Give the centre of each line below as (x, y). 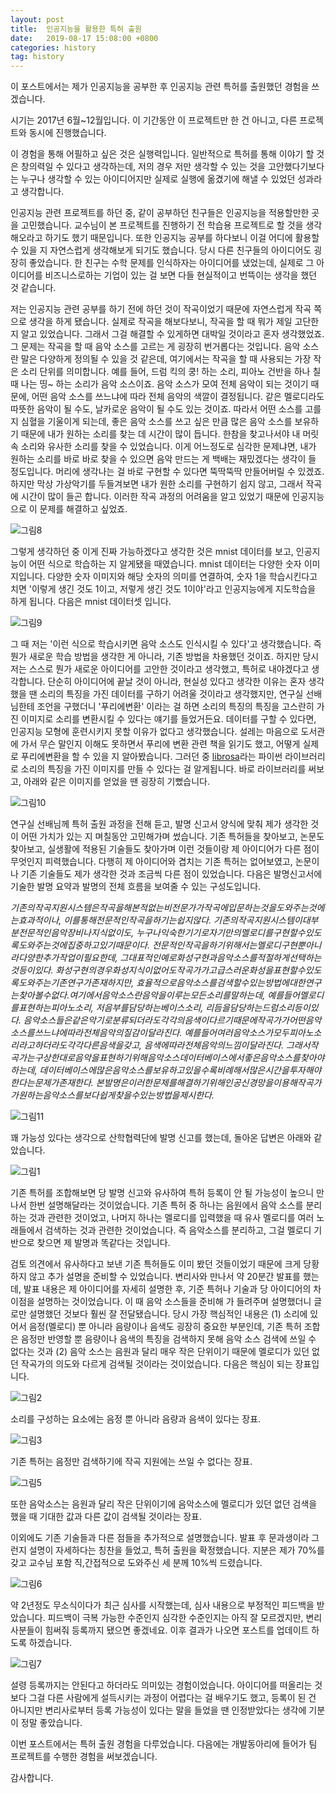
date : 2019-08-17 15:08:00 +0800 (84, 38)
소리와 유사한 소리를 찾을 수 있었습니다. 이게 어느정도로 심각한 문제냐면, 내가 (168, 447)
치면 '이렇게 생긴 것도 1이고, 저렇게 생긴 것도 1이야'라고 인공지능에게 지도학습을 (163, 589)
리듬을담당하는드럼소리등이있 (262, 1008)
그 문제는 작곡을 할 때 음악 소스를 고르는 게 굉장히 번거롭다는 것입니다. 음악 (155, 347)
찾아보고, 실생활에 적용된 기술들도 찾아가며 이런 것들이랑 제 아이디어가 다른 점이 (165, 849)
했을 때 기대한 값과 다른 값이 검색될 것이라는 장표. (106, 1517)
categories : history (53, 47)
